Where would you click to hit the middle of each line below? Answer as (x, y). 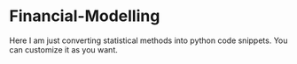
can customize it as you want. (63, 49)
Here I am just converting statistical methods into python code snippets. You (148, 40)
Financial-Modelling (85, 16)
